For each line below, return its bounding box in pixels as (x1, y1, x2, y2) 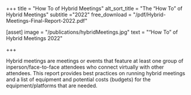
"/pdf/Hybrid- (133, 11, 166, 18)
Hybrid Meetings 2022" (6, 35, 63, 41)
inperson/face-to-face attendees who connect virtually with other (6, 64, 165, 71)
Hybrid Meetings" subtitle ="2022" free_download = (6, 11, 132, 18)
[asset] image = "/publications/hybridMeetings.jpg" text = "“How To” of (6, 29, 178, 36)
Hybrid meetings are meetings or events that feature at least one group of (6, 58, 184, 64)
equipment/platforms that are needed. (6, 82, 98, 89)
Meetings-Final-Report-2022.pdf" (6, 17, 88, 24)
